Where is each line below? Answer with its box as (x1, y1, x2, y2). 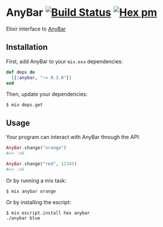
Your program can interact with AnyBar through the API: (6, 134, 140, 141)
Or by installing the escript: (6, 198, 71, 205)
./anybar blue (6, 215, 41, 221)
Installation (6, 42, 48, 52)
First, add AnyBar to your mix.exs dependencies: (6, 57, 123, 65)
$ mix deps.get (6, 102, 43, 108)
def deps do (6, 69, 35, 75)
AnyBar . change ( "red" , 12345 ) (6, 161, 77, 167)
